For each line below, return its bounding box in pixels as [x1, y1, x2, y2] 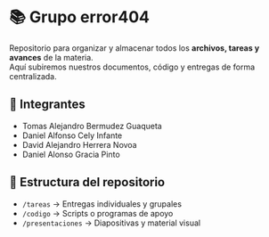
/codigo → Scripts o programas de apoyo [21, 208, 174, 218]
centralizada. [9, 70, 57, 81]
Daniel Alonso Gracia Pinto [21, 149, 120, 159]
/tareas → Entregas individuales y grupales [21, 198, 183, 209]
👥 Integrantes [9, 97, 86, 112]
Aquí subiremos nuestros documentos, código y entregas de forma [9, 61, 256, 72]
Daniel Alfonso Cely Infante [21, 130, 123, 141]
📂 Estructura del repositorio [9, 175, 166, 190]
